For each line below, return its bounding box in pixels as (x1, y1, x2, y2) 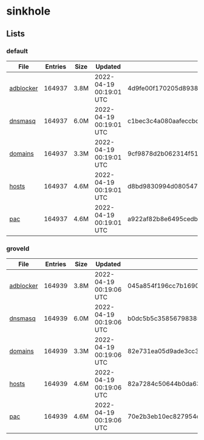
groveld (6, 244, 30, 253)
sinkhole (6, 4, 50, 18)
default (6, 47, 29, 55)
